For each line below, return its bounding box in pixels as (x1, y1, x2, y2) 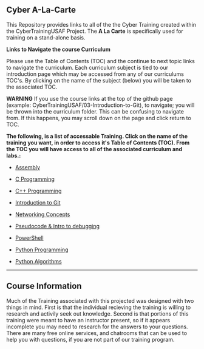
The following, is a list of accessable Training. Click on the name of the (6, 132, 188, 140)
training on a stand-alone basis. (6, 33, 86, 41)
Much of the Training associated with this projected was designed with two (6, 297, 194, 304)
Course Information (6, 281, 82, 291)
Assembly (15, 163, 41, 171)
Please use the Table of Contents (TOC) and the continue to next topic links (6, 57, 195, 64)
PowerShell (15, 234, 44, 242)
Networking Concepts (15, 211, 70, 218)
